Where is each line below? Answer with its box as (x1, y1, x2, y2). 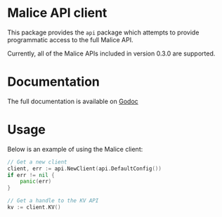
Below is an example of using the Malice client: (7, 145, 143, 153)
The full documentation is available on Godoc (7, 97, 138, 105)
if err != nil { (7, 171, 55, 178)
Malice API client (7, 5, 107, 21)
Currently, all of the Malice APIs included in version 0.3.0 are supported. (7, 49, 216, 58)
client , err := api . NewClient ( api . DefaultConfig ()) (7, 165, 162, 172)
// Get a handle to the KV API (7, 197, 99, 204)
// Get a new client (7, 158, 68, 166)
